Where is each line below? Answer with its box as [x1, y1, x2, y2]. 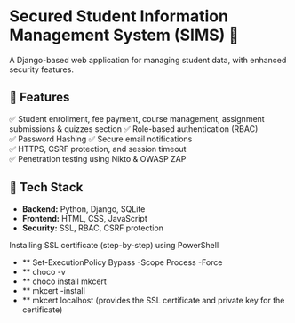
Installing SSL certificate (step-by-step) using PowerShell [9, 239, 219, 250]
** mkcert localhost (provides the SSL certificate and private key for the [21, 295, 285, 305]
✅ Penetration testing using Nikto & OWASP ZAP [9, 153, 187, 164]
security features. [9, 64, 74, 75]
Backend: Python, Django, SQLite [21, 203, 146, 214]
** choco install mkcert [21, 276, 107, 287]
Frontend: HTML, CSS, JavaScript [21, 213, 148, 223]
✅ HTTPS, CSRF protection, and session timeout [9, 143, 187, 154]
